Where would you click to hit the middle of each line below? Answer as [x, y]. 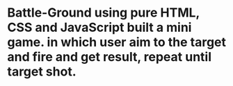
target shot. [42, 72]
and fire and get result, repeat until [110, 57]
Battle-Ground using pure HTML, [104, 13]
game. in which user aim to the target [117, 42]
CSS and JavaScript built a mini [99, 27]
